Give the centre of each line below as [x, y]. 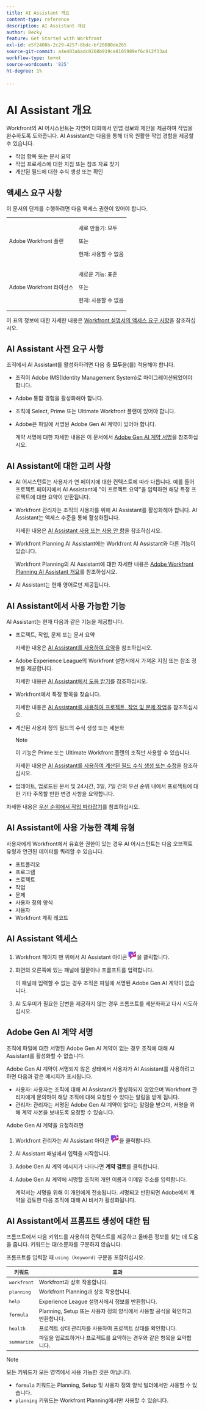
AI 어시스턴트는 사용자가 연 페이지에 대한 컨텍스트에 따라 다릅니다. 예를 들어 [105, 482]
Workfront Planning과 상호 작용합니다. [85, 1292]
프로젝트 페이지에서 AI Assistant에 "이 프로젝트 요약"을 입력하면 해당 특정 [103, 490]
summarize [21, 1342]
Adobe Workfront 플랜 [36, 240]
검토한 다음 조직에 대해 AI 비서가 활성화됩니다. [81, 1200]
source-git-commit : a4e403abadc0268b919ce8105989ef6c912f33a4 [87, 52]
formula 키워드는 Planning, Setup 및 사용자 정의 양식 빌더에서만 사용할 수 [103, 1385]
